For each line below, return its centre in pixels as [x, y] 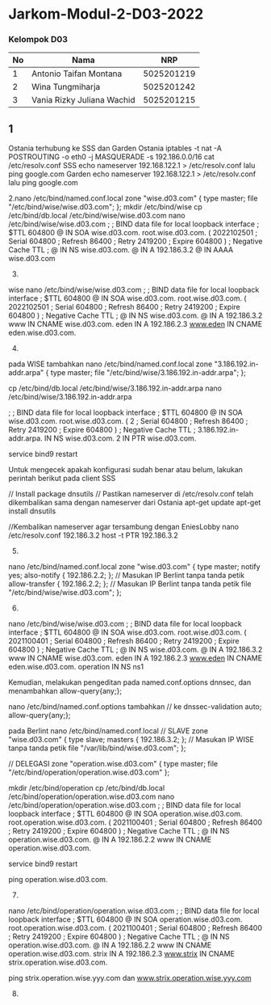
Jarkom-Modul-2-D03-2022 [106, 14]
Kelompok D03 [38, 40]
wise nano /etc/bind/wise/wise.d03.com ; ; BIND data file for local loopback [134, 290]
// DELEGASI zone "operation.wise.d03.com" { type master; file [113, 764]
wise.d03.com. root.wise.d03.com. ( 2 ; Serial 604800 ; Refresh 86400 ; [128, 421]
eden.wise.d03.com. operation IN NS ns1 [76, 667]
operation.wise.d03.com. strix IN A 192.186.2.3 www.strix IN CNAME [122, 954]
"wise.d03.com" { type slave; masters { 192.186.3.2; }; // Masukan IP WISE [131, 740]
